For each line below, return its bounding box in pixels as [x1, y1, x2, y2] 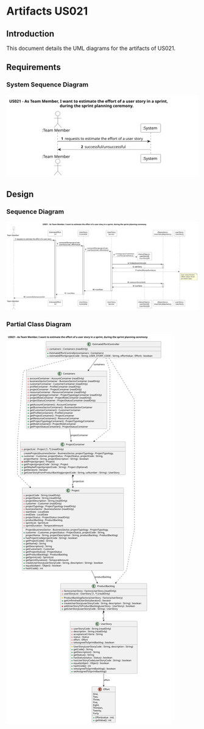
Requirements [6, 62, 61, 72]
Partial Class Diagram [6, 319, 72, 328]
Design [6, 189, 34, 199]
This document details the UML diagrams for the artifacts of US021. [6, 44, 176, 52]
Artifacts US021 [6, 4, 88, 18]
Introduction [6, 29, 55, 39]
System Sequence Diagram [6, 80, 89, 89]
